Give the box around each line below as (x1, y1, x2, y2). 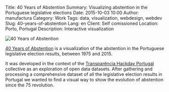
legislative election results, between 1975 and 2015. (5, 51, 113, 57)
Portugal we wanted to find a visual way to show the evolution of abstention (5, 77, 164, 82)
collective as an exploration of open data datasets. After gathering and (5, 66, 153, 72)
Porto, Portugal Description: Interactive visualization (5, 26, 114, 32)
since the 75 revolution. (5, 82, 54, 88)
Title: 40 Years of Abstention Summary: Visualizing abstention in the (5, 5, 148, 10)
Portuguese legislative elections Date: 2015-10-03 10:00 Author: (5, 10, 140, 16)
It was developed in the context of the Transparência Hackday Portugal (5, 61, 154, 66)
